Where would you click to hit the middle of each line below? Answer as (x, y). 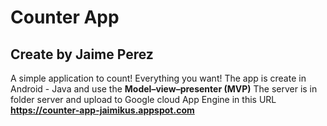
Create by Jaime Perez (82, 54)
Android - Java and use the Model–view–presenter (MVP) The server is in (164, 89)
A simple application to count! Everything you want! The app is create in (158, 78)
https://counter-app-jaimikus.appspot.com (102, 110)
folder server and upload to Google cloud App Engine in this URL (143, 99)
